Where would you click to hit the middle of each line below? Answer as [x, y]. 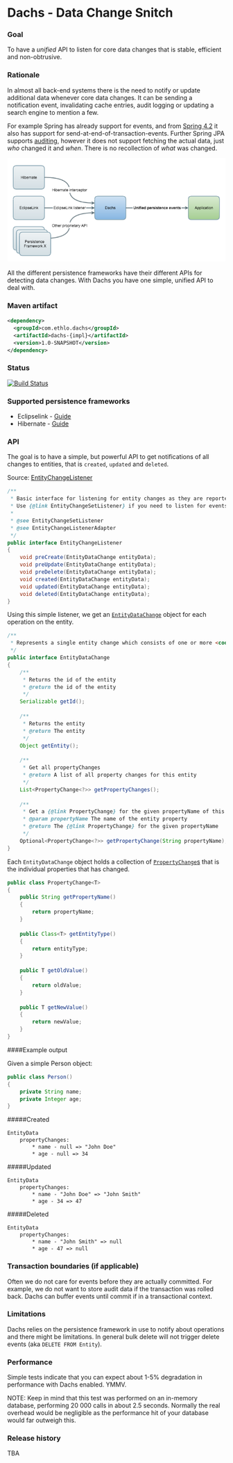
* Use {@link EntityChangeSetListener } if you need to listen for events [119, 506]
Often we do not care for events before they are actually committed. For [110, 1282]
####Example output [37, 1050]
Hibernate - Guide [43, 424]
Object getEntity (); [49, 745]
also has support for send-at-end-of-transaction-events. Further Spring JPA [116, 133]
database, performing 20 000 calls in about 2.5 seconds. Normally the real [114, 1405]
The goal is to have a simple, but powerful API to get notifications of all [108, 457]
